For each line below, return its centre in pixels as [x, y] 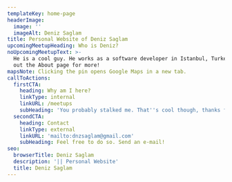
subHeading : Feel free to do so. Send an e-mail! [93, 143]
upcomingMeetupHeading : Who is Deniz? [63, 46]
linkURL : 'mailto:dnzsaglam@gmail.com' [77, 136]
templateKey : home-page [41, 13]
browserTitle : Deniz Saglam [54, 155]
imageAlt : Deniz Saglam [47, 33]
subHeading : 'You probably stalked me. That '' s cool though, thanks [120, 110]
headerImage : [26, 20]
